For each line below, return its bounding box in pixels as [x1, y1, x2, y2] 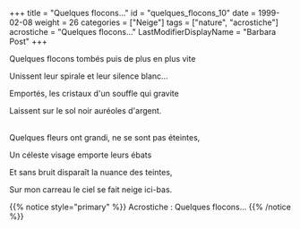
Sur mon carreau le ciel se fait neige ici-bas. [9, 184, 173, 195]
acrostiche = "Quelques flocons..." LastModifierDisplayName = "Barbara [9, 27, 277, 37]
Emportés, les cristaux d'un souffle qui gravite [9, 89, 179, 98]
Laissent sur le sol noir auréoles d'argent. [9, 106, 162, 115]
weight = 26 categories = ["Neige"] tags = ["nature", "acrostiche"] [34, 17, 279, 28]
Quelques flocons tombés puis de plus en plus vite [9, 54, 196, 64]
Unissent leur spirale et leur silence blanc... [9, 71, 168, 81]
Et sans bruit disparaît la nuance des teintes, [9, 167, 173, 177]
